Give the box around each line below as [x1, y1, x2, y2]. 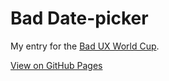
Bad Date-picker [10, 7, 149, 30]
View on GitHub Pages [10, 59, 103, 71]
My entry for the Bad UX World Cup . [10, 40, 160, 52]
